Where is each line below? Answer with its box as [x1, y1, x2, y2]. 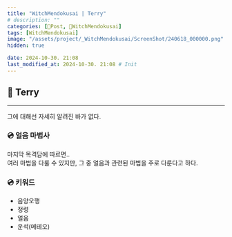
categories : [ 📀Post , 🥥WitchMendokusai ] [7, 23, 122, 30]
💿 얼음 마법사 [7, 131, 50, 141]
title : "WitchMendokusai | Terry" [7, 10, 107, 17]
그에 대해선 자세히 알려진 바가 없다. [7, 112, 101, 121]
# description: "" [7, 17, 60, 23]
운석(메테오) [17, 223, 50, 231]
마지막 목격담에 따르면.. [7, 150, 70, 158]
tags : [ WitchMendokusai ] [7, 29, 79, 37]
